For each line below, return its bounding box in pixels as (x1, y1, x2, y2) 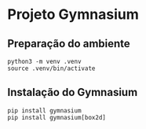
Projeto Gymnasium (7, 6, 139, 24)
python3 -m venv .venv (7, 57, 82, 65)
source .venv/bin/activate (7, 64, 96, 72)
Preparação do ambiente (7, 37, 130, 50)
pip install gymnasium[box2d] (7, 113, 107, 121)
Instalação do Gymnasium (7, 86, 138, 99)
